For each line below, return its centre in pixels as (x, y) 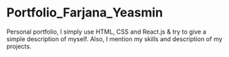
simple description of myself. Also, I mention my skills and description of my (114, 38)
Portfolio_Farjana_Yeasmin (85, 13)
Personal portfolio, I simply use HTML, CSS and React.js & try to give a (107, 32)
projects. (19, 46)
